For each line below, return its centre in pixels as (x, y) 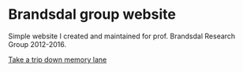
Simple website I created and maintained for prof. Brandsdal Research (122, 36)
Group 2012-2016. (37, 44)
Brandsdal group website (92, 14)
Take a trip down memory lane (58, 59)
